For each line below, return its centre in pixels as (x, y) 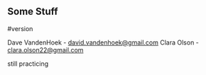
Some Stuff (33, 12)
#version (20, 28)
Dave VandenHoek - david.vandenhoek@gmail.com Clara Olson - (103, 42)
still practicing (28, 64)
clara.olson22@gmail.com (45, 50)
